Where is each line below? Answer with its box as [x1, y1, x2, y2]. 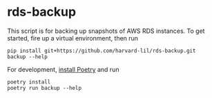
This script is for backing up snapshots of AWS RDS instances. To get [7, 27, 205, 35]
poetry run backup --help [7, 84, 81, 91]
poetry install [7, 78, 51, 86]
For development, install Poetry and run [7, 65, 119, 73]
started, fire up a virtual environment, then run [7, 34, 139, 42]
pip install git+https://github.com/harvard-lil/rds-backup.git [7, 47, 196, 54]
